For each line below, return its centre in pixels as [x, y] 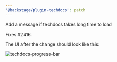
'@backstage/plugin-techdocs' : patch [45, 10]
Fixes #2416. [19, 34]
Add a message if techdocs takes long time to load [59, 24]
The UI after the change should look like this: [52, 44]
